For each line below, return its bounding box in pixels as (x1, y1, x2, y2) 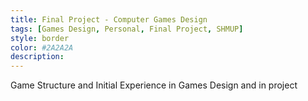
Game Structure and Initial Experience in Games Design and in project (10, 79, 298, 91)
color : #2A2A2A (10, 42, 74, 53)
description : (10, 52, 65, 62)
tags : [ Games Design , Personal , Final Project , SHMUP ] (10, 24, 244, 34)
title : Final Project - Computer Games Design (10, 14, 208, 25)
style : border (10, 33, 70, 43)
